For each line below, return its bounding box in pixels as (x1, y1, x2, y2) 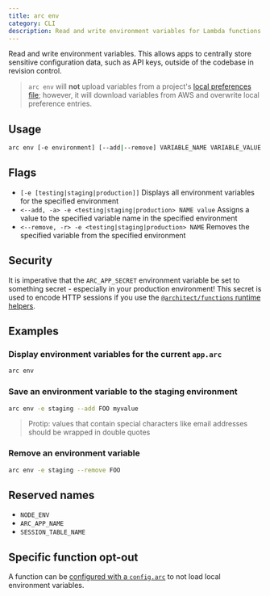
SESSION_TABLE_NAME (19, 528, 86, 537)
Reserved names (8, 488, 95, 502)
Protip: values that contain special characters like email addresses (27, 419, 248, 429)
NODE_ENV (19, 511, 50, 519)
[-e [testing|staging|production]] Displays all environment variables (19, 187, 255, 197)
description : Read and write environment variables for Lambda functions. (8, 27, 265, 35)
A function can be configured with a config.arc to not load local (8, 572, 222, 581)
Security (8, 254, 52, 267)
